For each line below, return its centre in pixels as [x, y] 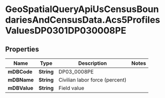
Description [93, 63]
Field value [71, 88]
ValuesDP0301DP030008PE [66, 31]
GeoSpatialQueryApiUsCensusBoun [82, 9]
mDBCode [20, 72]
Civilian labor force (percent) [93, 80]
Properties [22, 49]
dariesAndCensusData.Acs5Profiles [83, 20]
